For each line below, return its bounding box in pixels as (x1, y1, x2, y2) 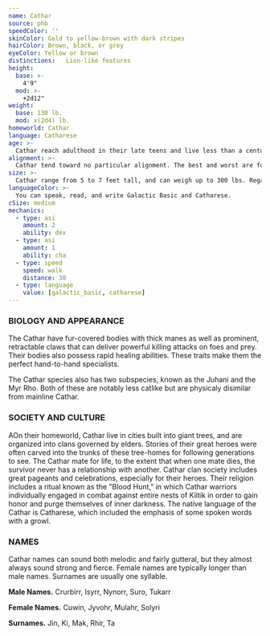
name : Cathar (8, 11, 52, 20)
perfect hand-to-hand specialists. (8, 359, 120, 369)
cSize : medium (8, 199, 56, 207)
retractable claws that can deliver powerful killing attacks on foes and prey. (8, 342, 257, 352)
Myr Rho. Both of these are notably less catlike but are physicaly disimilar (8, 383, 252, 393)
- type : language (15, 281, 74, 290)
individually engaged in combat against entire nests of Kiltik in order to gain (8, 490, 259, 500)
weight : (8, 101, 35, 109)
